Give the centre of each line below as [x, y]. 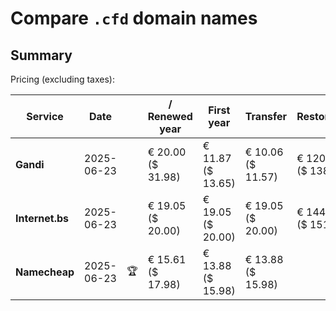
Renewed [170, 116]
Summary [41, 55]
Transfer [266, 116]
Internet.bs [42, 218]
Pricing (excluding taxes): [63, 79]
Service [45, 116]
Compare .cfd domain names [134, 18]
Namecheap [45, 272]
